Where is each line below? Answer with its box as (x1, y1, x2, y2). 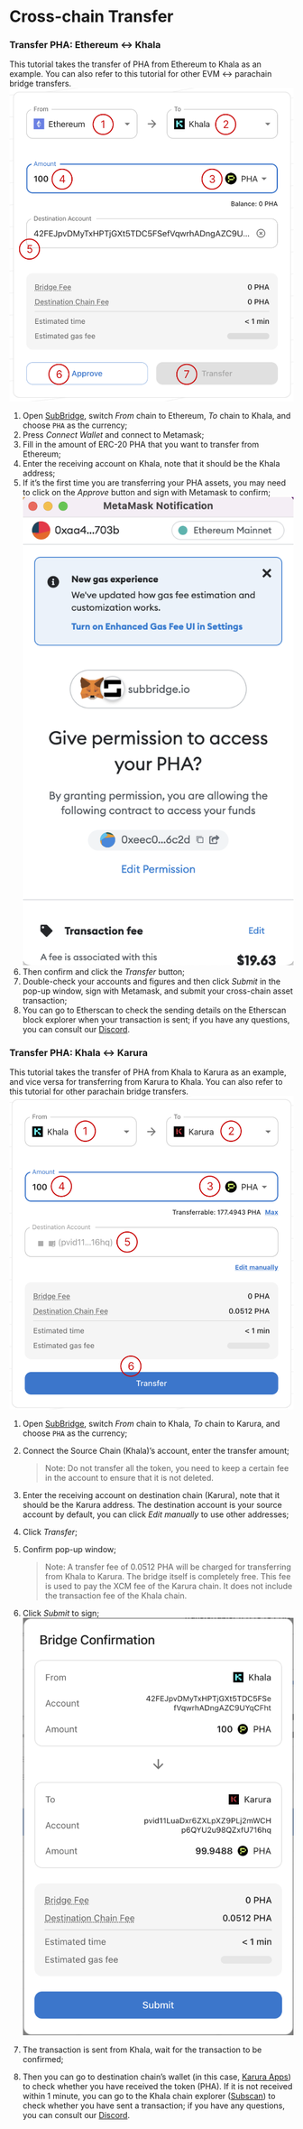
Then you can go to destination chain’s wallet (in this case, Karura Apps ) (22, 2071, 291, 2082)
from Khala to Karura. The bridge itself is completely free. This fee (44, 1570, 291, 1581)
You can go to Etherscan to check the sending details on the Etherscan (22, 1004, 287, 1015)
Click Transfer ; (22, 1526, 78, 1537)
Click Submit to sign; (22, 1607, 100, 1618)
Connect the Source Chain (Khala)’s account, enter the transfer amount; (22, 1445, 290, 1456)
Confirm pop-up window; (22, 1543, 117, 1554)
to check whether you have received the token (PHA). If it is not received (22, 2081, 293, 2092)
